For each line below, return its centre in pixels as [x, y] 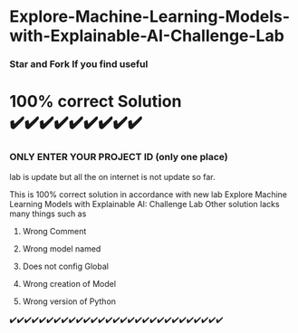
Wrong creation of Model [69, 283]
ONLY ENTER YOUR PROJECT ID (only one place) [119, 157]
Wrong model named [62, 248]
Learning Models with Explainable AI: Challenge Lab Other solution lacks [144, 204]
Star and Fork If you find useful [79, 64]
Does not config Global [65, 266]
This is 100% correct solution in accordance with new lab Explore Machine [149, 194]
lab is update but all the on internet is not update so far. [112, 176]
